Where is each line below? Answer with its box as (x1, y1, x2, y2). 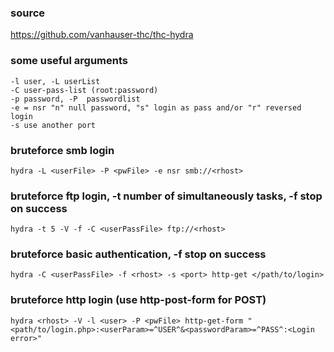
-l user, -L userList (10, 76, 101, 86)
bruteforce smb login (10, 143, 115, 157)
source (10, 6, 46, 20)
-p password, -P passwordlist (10, 94, 141, 104)
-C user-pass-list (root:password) (10, 85, 159, 95)
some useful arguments (10, 54, 129, 68)
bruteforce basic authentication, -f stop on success (10, 247, 267, 261)
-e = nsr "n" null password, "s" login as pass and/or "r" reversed (10, 102, 302, 113)
